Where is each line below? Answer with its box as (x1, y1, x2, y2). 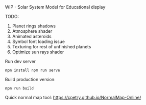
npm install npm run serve (5, 68, 60, 73)
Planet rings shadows (12, 23, 56, 29)
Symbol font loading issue (12, 39, 65, 44)
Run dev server (5, 59, 36, 64)
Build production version (5, 77, 55, 82)
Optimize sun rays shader (12, 49, 64, 55)
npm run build (5, 86, 34, 91)
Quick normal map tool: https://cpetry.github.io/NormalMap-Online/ (5, 95, 141, 100)
